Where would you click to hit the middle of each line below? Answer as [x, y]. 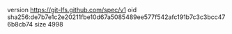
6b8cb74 [20, 24]
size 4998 [49, 24]
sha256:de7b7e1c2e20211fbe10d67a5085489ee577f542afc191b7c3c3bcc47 [116, 17]
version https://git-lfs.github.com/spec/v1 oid [72, 10]
